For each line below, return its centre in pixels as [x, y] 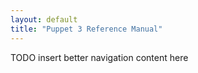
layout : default [44, 19]
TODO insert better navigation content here [99, 57]
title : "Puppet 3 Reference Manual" [86, 29]
